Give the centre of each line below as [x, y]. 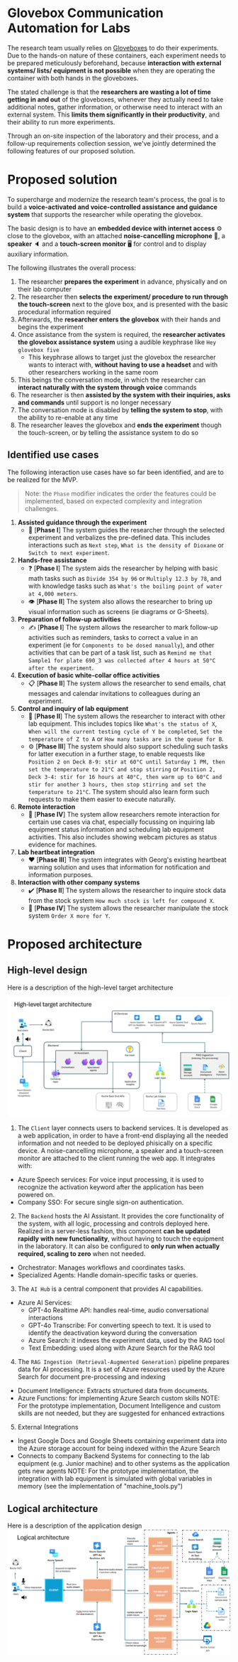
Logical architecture [53, 1508]
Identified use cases [53, 455]
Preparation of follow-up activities [69, 619]
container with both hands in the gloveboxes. [73, 78]
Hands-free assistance [52, 560]
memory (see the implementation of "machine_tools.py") [100, 1486]
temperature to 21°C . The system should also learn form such [119, 791]
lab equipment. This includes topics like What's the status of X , [123, 724]
